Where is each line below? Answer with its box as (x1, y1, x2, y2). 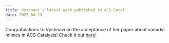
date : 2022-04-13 (5, 12, 43, 17)
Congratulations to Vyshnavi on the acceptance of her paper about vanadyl (5, 26, 165, 32)
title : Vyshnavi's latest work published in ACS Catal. (5, 7, 127, 13)
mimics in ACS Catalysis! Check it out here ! (5, 32, 97, 38)
